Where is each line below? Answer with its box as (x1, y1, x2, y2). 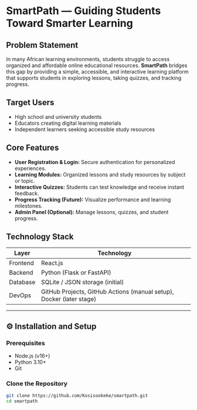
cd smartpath (6, 398, 38, 404)
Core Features (6, 143, 59, 153)
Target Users (6, 98, 55, 108)
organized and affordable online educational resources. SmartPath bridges (6, 62, 188, 69)
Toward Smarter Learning (6, 16, 133, 30)
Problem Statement (6, 40, 79, 50)
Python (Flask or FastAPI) (40, 269, 111, 277)
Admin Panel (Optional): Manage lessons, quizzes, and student (14, 208, 169, 215)
